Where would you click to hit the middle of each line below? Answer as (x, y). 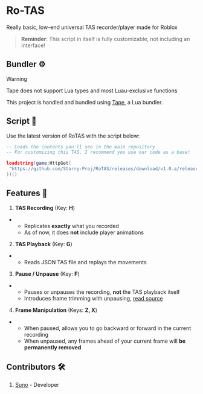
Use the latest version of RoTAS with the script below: (73, 136)
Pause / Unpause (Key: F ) (47, 274)
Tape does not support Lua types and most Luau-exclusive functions (92, 91)
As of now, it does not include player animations (84, 232)
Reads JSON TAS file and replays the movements (85, 262)
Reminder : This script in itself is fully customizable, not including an (105, 39)
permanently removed (53, 347)
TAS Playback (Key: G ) (43, 244)
